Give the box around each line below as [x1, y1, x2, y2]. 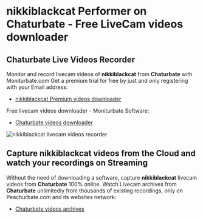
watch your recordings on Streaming [6, 158, 148, 168]
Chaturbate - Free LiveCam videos [6, 17, 184, 31]
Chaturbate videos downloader [15, 119, 93, 126]
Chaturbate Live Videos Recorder [6, 54, 136, 65]
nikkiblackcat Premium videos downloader [15, 96, 122, 102]
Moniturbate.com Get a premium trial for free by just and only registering [6, 77, 188, 84]
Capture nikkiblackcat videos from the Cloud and [6, 148, 196, 159]
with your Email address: [6, 83, 68, 91]
